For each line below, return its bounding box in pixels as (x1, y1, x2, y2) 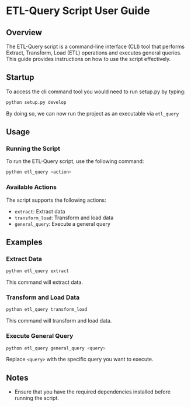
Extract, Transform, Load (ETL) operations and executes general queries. (6, 49, 182, 56)
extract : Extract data (14, 208, 65, 215)
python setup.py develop (6, 99, 67, 105)
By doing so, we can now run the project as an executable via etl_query (6, 110, 179, 117)
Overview (6, 28, 43, 38)
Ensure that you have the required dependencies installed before (14, 388, 171, 395)
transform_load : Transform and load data (14, 214, 114, 221)
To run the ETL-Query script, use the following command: (6, 158, 144, 165)
